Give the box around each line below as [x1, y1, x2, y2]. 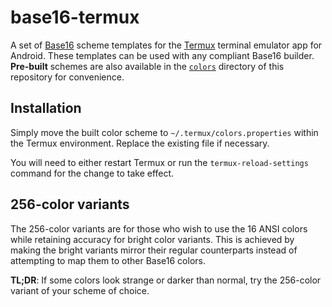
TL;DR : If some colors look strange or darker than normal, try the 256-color [10, 274, 322, 286]
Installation [10, 100, 82, 117]
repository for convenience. [10, 71, 125, 83]
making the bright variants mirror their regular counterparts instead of [10, 244, 298, 256]
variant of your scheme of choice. [10, 284, 150, 296]
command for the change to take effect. [10, 167, 175, 179]
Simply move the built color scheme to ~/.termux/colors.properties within [10, 126, 319, 138]
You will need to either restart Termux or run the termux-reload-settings [10, 156, 309, 168]
